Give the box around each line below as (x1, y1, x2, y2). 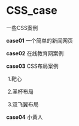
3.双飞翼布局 (7, 100, 39, 108)
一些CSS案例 (6, 24, 38, 31)
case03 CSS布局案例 (6, 62, 59, 70)
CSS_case (6, 4, 58, 17)
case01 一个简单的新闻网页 (6, 37, 74, 44)
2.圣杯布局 (7, 88, 34, 95)
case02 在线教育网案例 (6, 49, 64, 57)
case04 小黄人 (6, 113, 43, 121)
